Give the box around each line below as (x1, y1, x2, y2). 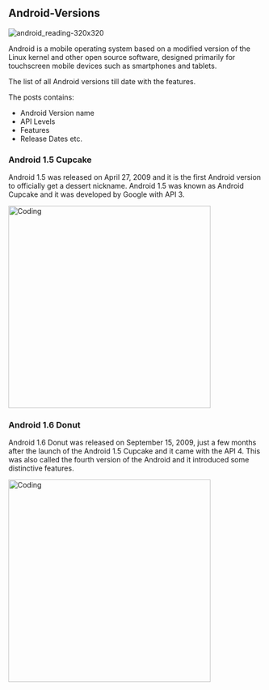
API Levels (19, 117, 56, 126)
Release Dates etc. (19, 134, 83, 143)
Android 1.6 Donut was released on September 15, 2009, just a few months (8, 437, 257, 448)
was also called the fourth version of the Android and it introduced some (8, 455, 250, 465)
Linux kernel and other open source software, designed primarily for (8, 52, 236, 62)
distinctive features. (8, 463, 74, 473)
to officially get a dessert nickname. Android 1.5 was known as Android (8, 181, 245, 191)
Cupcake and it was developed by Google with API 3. (8, 190, 185, 199)
